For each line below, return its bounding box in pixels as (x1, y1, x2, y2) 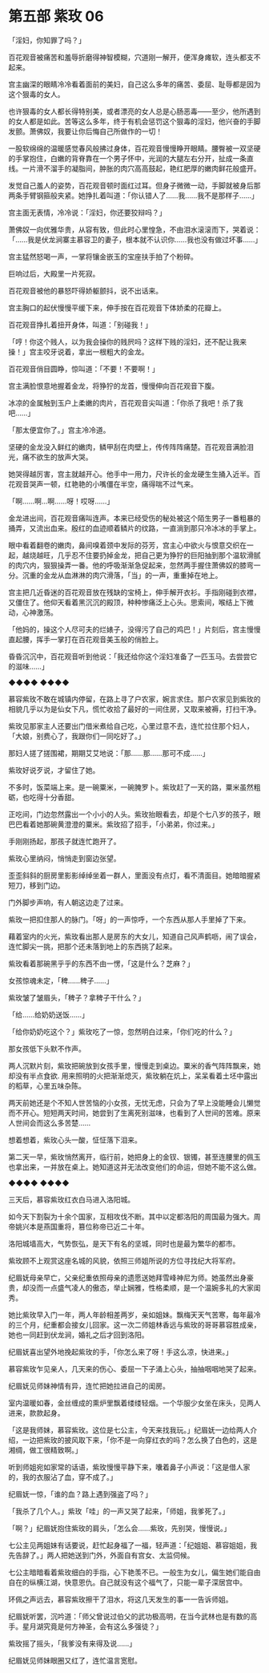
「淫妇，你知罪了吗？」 (8, 35, 86, 45)
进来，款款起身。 (8, 1408, 65, 1417)
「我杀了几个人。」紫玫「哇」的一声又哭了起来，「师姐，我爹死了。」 (8, 1506, 230, 1516)
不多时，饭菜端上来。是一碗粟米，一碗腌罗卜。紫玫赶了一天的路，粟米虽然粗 (8, 782, 261, 792)
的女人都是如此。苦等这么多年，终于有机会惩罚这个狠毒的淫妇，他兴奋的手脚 (8, 116, 261, 126)
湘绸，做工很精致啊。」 (8, 1445, 82, 1455)
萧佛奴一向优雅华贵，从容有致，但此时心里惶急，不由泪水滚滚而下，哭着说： (8, 224, 261, 234)
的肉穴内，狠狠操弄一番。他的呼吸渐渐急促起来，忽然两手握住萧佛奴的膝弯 (8, 560, 254, 570)
